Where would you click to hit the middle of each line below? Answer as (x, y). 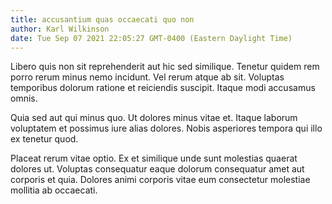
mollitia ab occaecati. (54, 190)
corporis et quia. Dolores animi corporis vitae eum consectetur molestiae (160, 180)
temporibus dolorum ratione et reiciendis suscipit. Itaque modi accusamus (163, 88)
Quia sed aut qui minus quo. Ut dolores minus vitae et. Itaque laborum (154, 118)
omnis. (24, 98)
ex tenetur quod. (44, 139)
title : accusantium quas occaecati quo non (102, 19)
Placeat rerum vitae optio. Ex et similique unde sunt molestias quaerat (154, 158)
